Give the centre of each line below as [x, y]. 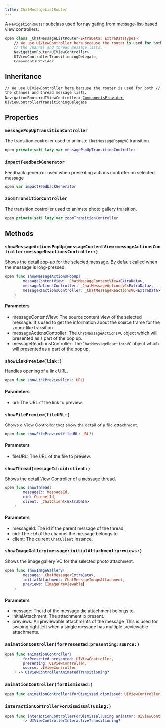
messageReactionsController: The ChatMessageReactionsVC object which [85, 343]
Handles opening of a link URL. [37, 371]
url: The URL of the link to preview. [47, 403]
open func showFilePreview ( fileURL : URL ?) [49, 434]
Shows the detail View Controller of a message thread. [61, 479]
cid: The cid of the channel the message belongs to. [65, 534]
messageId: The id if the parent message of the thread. [68, 528]
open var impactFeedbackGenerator [41, 186]
